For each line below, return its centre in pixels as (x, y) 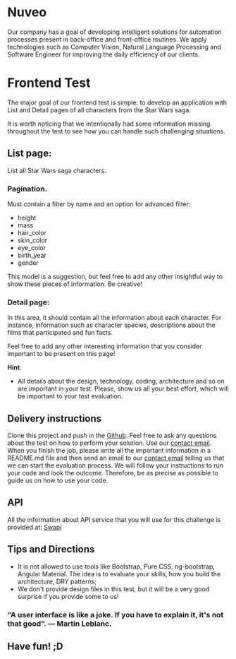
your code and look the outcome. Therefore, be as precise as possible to (113, 473)
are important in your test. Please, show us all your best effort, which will (123, 388)
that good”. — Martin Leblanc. (60, 624)
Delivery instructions (55, 418)
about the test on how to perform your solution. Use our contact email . (110, 443)
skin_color (32, 240)
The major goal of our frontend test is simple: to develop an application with (117, 102)
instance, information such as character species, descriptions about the (112, 325)
